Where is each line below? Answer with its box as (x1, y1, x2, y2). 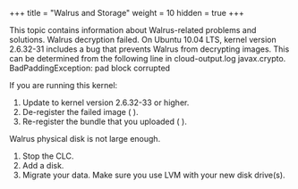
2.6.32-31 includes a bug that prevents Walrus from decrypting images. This (9, 44, 290, 54)
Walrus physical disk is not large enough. (9, 134, 161, 144)
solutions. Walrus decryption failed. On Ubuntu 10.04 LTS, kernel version (9, 35, 277, 45)
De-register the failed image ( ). (21, 107, 139, 117)
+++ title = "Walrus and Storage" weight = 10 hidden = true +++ (9, 8, 244, 18)
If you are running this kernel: (9, 80, 118, 90)
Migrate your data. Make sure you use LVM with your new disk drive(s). (21, 169, 285, 180)
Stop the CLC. (21, 151, 74, 161)
